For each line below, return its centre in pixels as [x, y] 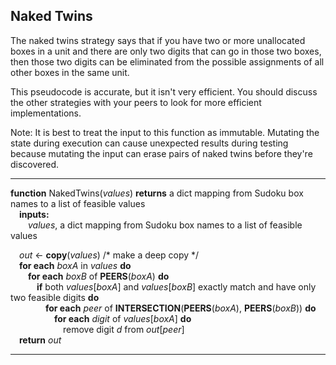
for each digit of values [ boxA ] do [123, 318]
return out [40, 340]
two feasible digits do [55, 297]
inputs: [34, 214]
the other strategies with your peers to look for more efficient [136, 102]
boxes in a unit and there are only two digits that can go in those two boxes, [166, 51]
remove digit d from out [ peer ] [124, 329]
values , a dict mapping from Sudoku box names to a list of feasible [165, 225]
